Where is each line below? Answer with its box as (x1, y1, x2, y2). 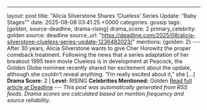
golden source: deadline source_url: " (7, 32, 102, 38)
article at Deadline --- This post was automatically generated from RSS (7, 84, 188, 90)
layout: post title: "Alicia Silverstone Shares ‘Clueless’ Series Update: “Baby (7, 12, 197, 19)
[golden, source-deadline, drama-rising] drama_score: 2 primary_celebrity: (7, 25, 196, 32)
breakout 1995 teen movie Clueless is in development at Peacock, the (7, 57, 183, 65)
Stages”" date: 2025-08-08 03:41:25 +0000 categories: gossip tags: (7, 19, 181, 26)
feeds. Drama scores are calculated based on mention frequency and (7, 90, 184, 97)
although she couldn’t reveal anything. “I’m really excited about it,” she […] (7, 71, 195, 78)
